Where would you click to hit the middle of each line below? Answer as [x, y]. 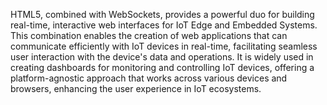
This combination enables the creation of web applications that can [149, 35]
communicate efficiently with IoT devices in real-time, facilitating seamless [164, 46]
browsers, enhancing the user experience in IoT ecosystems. [136, 88]
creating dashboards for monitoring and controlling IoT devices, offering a [162, 67]
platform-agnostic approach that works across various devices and [149, 78]
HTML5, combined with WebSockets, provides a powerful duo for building [162, 14]
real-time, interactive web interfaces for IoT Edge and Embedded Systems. [164, 25]
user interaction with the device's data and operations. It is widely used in [162, 57]
